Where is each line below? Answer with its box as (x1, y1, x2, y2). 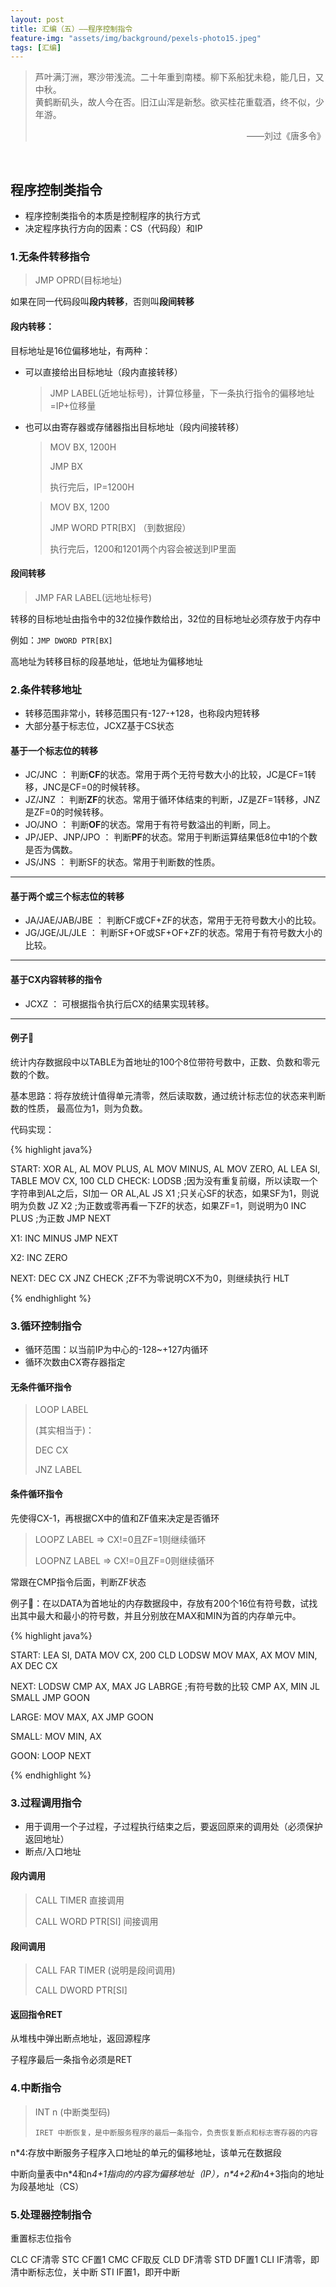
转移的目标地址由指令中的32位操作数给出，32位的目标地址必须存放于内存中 (10, 612, 322, 625)
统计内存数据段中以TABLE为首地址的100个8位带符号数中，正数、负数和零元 (10, 1056, 321, 1068)
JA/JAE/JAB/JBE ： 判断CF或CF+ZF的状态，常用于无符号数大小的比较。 (24, 914, 322, 926)
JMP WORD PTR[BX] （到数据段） (49, 521, 192, 533)
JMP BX (49, 460, 83, 472)
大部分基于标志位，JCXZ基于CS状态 (24, 720, 175, 732)
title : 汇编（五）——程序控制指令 (10, 24, 133, 34)
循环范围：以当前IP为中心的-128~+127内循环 (24, 1344, 209, 1356)
